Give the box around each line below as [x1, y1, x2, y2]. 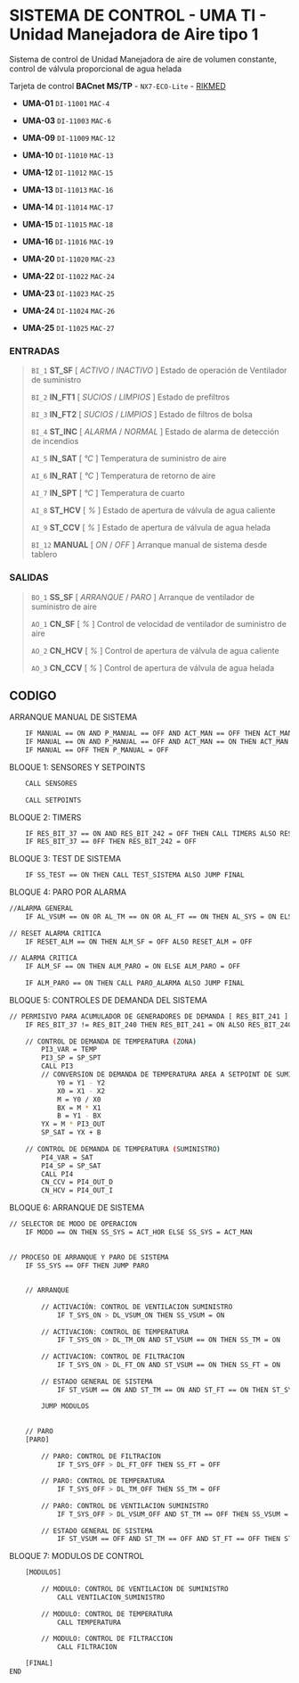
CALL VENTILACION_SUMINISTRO [56, 1593, 166, 1602]
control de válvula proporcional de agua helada [9, 63, 182, 74]
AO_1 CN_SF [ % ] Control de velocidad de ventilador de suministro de [30, 618, 287, 629]
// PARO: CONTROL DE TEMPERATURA [41, 1477, 166, 1486]
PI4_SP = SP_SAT [41, 1161, 101, 1170]
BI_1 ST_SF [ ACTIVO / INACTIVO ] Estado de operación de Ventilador [30, 365, 287, 375]
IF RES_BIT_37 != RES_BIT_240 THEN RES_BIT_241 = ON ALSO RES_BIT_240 [25, 1020, 293, 1029]
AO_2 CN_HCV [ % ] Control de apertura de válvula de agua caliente [30, 645, 279, 656]
